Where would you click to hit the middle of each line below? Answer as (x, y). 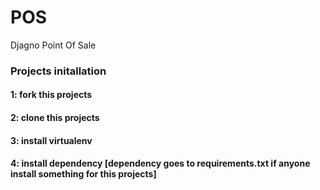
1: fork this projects (51, 95)
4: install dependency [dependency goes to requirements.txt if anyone (160, 163)
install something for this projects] (83, 174)
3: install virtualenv (51, 140)
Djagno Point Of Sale (53, 45)
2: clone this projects (55, 118)
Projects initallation (58, 71)
